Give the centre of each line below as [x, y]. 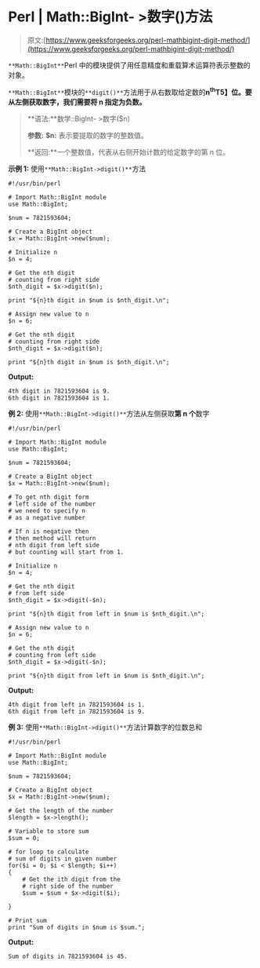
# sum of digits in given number [63, 858]
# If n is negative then [49, 531]
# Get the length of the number [61, 810]
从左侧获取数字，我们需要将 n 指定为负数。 [77, 102]
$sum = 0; [24, 838]
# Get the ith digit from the [72, 879]
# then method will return [52, 538]
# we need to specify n [47, 511]
